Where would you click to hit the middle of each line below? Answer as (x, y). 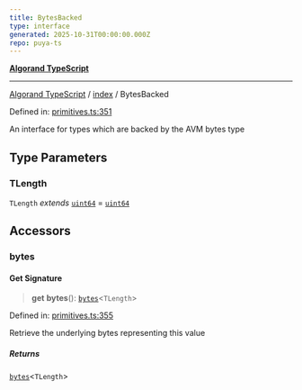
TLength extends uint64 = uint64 (70, 203)
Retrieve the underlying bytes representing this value (107, 333)
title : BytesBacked (46, 18)
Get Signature (36, 278)
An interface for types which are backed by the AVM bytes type (127, 129)
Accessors (40, 231)
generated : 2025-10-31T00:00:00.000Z (80, 34)
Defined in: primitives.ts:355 (62, 315)
